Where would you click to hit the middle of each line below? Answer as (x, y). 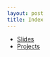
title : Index (25, 20)
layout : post (25, 13)
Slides (25, 39)
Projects (28, 46)
